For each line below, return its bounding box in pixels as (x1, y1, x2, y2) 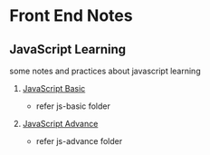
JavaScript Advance (22, 119, 99, 129)
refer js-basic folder (35, 101, 111, 111)
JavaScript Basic (22, 83, 86, 93)
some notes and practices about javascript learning (9, 65, 201, 76)
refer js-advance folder (35, 136, 123, 146)
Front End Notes (9, 5, 133, 26)
